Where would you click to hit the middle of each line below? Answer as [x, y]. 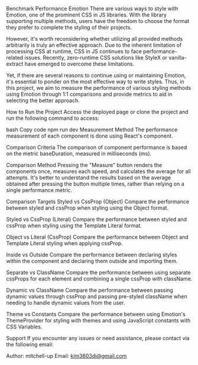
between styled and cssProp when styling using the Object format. [87, 208]
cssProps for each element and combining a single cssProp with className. [99, 279]
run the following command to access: [53, 118]
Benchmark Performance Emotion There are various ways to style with [92, 9]
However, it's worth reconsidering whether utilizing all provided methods [95, 39]
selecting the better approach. [43, 100]
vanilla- [178, 58]
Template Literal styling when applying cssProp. [64, 243]
